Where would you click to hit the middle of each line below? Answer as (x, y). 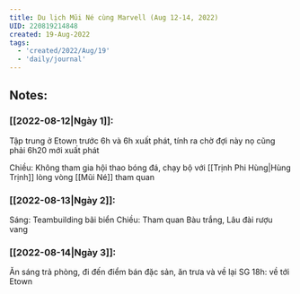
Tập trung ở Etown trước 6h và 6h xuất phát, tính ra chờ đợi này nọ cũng (142, 141)
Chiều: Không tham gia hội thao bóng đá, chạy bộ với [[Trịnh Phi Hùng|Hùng (150, 168)
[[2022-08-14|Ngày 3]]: (63, 252)
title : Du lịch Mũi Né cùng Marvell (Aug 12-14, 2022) (114, 17)
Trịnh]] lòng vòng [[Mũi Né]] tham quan (82, 177)
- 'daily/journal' (52, 59)
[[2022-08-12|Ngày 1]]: (62, 121)
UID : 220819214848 (44, 26)
